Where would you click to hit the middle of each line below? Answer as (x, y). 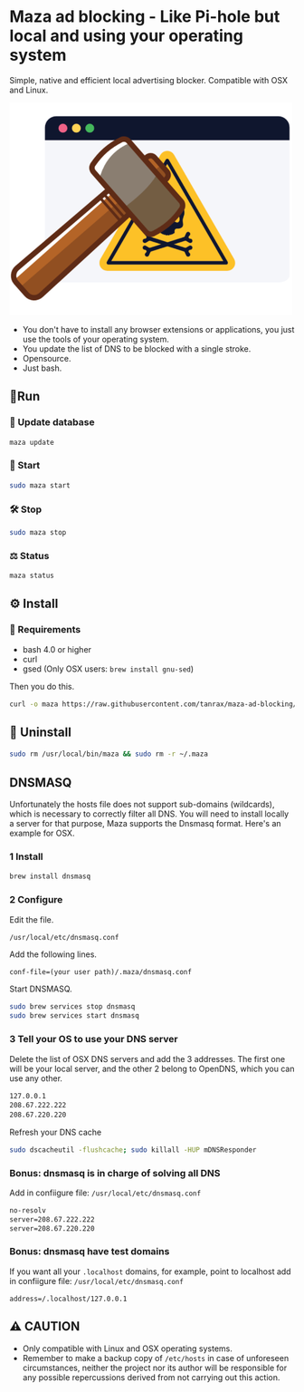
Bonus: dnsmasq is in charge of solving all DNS (115, 1174)
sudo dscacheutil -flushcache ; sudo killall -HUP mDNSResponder (133, 1150)
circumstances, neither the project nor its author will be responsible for (155, 1368)
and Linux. (29, 90)
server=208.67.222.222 (52, 1220)
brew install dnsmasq (50, 876)
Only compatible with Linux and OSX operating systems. (128, 1348)
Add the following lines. (53, 954)
